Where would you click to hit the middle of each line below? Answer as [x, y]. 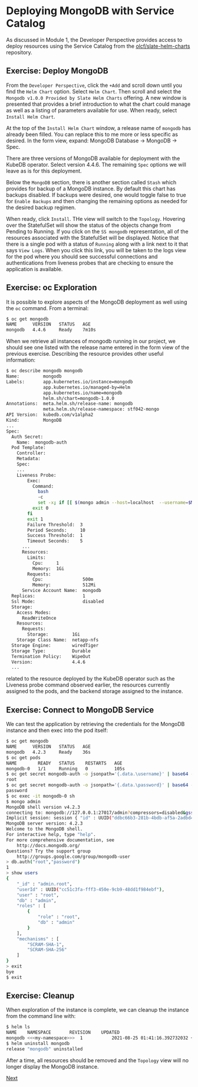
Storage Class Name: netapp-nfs [58, 640]
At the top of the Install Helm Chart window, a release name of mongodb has [99, 128]
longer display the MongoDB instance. [52, 1066]
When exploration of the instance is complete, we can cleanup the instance [98, 1010]
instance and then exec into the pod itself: [57, 730]
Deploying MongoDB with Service [90, 11]
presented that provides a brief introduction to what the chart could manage [98, 104]
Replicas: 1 [48, 596]
